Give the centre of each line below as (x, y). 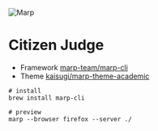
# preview (25, 112)
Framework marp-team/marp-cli (74, 67)
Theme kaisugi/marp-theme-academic (85, 76)
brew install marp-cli (47, 98)
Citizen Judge (56, 45)
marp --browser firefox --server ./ (70, 119)
